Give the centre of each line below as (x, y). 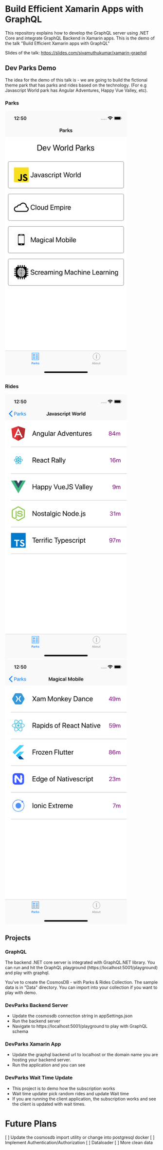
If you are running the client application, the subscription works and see (84, 1099)
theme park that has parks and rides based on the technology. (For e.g (76, 85)
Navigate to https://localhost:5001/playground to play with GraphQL (80, 1026)
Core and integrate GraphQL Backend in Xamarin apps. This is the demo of (80, 38)
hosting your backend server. (42, 1060)
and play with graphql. (27, 973)
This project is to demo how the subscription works (63, 1088)
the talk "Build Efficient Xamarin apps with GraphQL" (57, 43)
